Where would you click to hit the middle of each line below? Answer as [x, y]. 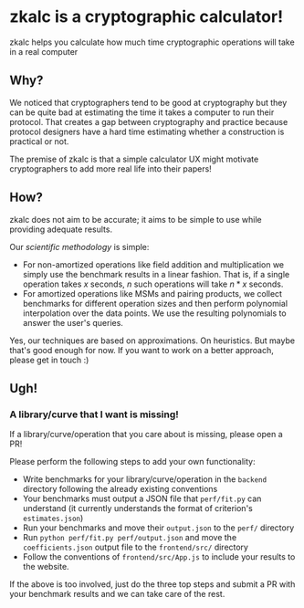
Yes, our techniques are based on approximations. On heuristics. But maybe [152, 341]
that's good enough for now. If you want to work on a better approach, [142, 350]
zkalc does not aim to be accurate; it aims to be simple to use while [136, 219]
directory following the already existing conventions [120, 489]
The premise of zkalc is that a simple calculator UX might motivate [134, 159]
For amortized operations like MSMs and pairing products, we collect [152, 293]
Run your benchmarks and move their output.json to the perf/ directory [158, 528]
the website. [46, 567]
